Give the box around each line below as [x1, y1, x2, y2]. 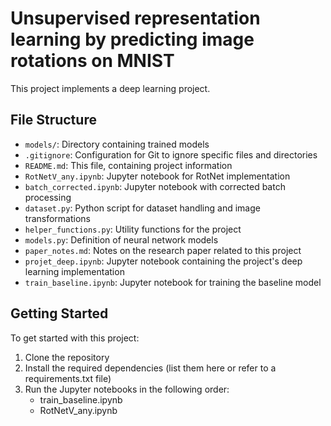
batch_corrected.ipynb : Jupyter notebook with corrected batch [24, 180, 286, 192]
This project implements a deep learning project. [10, 82, 211, 94]
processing [24, 191, 72, 203]
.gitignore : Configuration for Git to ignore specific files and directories [24, 148, 318, 161]
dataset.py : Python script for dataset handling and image [24, 202, 261, 214]
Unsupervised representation [10, 7, 261, 30]
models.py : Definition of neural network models [24, 233, 219, 246]
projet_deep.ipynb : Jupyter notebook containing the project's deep [24, 255, 303, 267]
